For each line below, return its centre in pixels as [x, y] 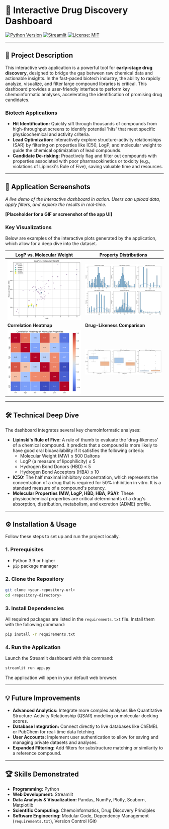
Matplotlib [23, 805]
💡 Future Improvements [43, 698]
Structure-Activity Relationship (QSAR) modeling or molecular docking [85, 715]
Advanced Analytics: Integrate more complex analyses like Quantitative [87, 710]
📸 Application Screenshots [48, 187]
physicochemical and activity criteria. [51, 134]
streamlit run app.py [28, 668]
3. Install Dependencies [35, 608]
